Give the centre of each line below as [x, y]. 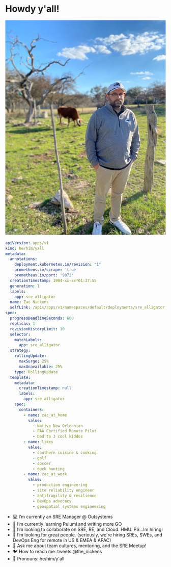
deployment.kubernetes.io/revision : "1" [58, 265]
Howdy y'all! [32, 9]
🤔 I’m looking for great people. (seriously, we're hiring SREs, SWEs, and [88, 535]
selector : [20, 334]
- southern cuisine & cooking [64, 453]
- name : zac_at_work [45, 474]
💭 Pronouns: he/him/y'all [38, 558]
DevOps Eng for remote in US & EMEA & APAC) [62, 540]
